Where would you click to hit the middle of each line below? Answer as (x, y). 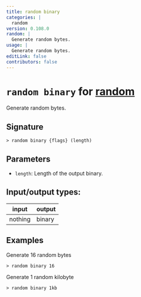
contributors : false (32, 62)
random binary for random (70, 91)
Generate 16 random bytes (39, 254)
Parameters (28, 159)
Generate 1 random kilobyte (40, 277)
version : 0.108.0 (28, 28)
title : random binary (33, 12)
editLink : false (26, 56)
